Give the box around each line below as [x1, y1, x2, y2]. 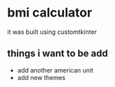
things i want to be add [7, 48, 108, 59]
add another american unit [17, 66, 94, 74]
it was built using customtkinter [7, 28, 98, 36]
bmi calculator [7, 5, 93, 21]
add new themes [17, 73, 66, 81]
